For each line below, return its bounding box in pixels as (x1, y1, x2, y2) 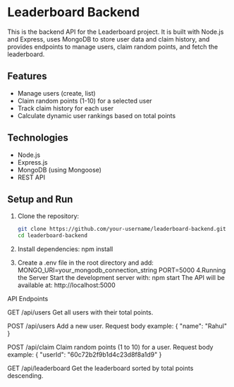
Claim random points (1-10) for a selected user (17, 96, 153, 105)
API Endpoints (7, 295, 49, 303)
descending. (7, 372, 44, 380)
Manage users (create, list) (17, 89, 97, 97)
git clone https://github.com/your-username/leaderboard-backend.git (17, 226, 227, 233)
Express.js (17, 158, 48, 166)
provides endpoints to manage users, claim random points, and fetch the (7, 42, 218, 51)
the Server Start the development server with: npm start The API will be (17, 274, 226, 282)
